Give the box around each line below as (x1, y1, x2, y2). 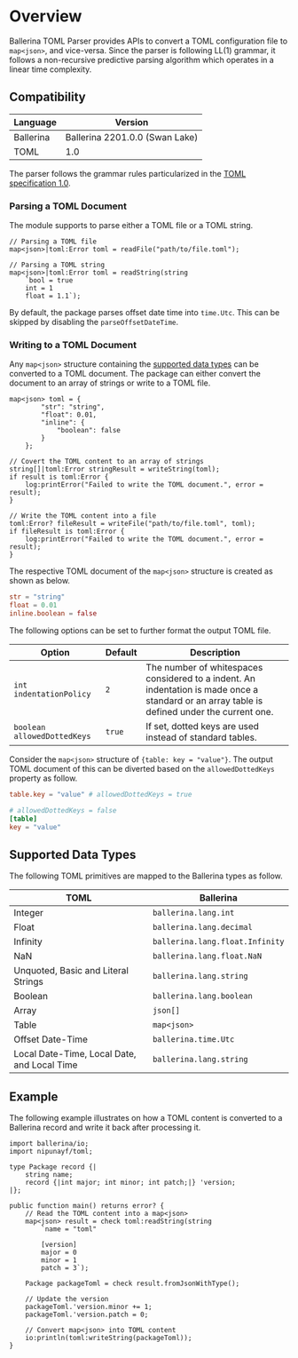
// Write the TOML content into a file (9, 512, 157, 520)
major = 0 (41, 1248, 77, 1258)
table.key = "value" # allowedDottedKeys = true (9, 790, 192, 798)
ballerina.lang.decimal (152, 922, 253, 933)
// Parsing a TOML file (9, 237, 98, 246)
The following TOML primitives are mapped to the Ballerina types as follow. (9, 870, 284, 881)
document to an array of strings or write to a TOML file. (9, 377, 211, 388)
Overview (9, 6, 82, 27)
